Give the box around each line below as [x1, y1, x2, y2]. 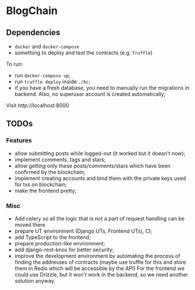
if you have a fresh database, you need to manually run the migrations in [14, 84, 189, 91]
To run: [6, 60, 23, 67]
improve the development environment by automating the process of [14, 252, 180, 259]
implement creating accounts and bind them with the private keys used [14, 175, 186, 182]
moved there [14, 221, 46, 228]
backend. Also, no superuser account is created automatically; [14, 91, 166, 97]
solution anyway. [14, 277, 56, 284]
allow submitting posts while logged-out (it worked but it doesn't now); [14, 149, 186, 156]
